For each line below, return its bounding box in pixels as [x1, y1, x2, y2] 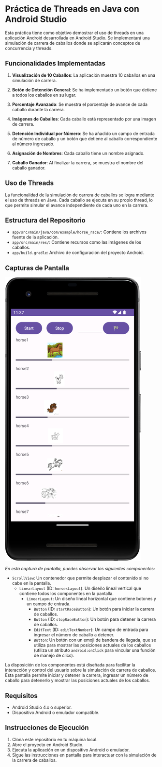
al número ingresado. [12, 141, 55, 147]
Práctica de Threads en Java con [5, 3, 139, 15]
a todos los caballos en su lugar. [12, 92, 76, 98]
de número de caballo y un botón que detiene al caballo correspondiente [12, 136, 158, 141]
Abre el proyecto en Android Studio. [12, 742, 84, 748]
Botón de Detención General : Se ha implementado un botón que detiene [12, 86, 157, 93]
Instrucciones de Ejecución [5, 724, 89, 732]
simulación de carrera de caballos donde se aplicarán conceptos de [5, 40, 140, 46]
